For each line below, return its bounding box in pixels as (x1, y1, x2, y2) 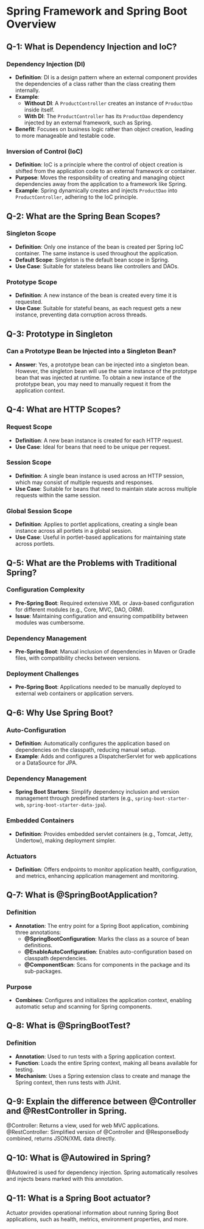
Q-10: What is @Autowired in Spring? (6, 1152, 151, 1163)
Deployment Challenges (6, 669, 79, 678)
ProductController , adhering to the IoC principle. (15, 193, 138, 201)
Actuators (6, 852, 37, 860)
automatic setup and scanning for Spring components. (15, 1003, 152, 1010)
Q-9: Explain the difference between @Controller (6, 1096, 197, 1107)
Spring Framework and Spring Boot (6, 4, 188, 18)
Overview (6, 17, 57, 31)
